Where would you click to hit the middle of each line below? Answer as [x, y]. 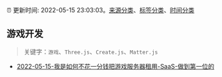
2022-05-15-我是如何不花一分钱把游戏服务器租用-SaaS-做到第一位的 [116, 66]
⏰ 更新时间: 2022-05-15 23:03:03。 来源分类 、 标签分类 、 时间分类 [101, 10]
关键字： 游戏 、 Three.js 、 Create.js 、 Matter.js [90, 52]
